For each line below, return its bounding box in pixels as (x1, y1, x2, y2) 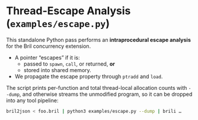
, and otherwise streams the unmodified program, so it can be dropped (19, 90, 193, 98)
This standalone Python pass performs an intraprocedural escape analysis (6, 36, 191, 43)
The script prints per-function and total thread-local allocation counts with (6, 84, 187, 91)
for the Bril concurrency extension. (6, 43, 91, 50)
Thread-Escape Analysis (6, 4, 131, 18)
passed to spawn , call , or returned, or (23, 60, 116, 67)
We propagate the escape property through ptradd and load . (14, 73, 163, 80)
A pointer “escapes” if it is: (14, 54, 80, 61)
